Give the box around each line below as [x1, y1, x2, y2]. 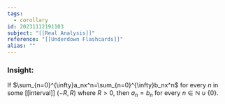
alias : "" [7, 42, 36, 49]
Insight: [7, 65, 34, 75]
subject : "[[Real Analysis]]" [7, 29, 96, 37]
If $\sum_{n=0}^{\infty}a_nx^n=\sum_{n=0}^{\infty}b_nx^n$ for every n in [7, 81, 219, 89]
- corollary [13, 17, 49, 24]
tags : [7, 10, 23, 17]
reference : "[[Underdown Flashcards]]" [7, 36, 124, 43]
